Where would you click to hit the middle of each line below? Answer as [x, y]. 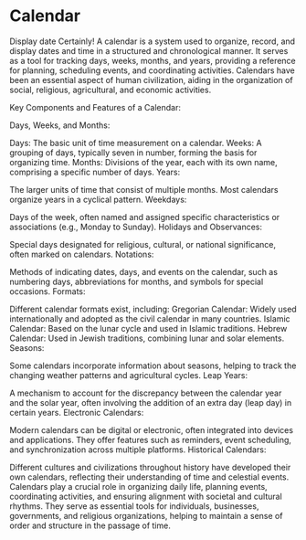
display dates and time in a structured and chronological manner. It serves [149, 50]
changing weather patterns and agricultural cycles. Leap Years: [129, 375]
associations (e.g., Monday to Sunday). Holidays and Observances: [136, 227]
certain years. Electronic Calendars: [77, 412]
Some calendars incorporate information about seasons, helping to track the [153, 365]
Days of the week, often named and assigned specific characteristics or [145, 217]
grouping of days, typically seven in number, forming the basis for [133, 153]
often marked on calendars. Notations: [82, 254]
